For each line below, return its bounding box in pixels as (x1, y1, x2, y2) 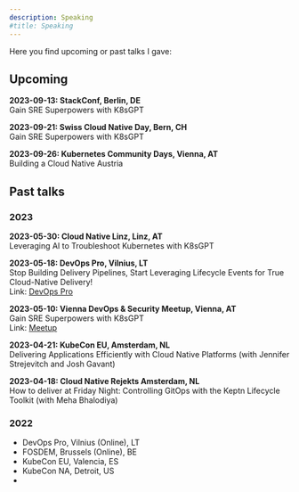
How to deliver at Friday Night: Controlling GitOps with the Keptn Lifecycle (9, 385, 280, 396)
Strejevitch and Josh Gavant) (9, 358, 116, 369)
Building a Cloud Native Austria (9, 158, 124, 169)
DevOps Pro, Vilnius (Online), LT (21, 438, 141, 448)
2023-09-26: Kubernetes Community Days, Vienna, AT (9, 149, 219, 160)
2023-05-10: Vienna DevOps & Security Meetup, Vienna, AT (9, 304, 237, 314)
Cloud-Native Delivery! (9, 277, 93, 287)
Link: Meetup (9, 323, 58, 332)
